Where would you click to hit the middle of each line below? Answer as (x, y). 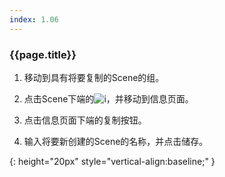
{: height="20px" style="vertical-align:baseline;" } (112, 161)
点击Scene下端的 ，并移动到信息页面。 (108, 98)
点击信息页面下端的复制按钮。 (85, 120)
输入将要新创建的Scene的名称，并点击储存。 (116, 141)
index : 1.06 (34, 19)
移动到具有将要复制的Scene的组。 (94, 77)
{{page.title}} (43, 54)
